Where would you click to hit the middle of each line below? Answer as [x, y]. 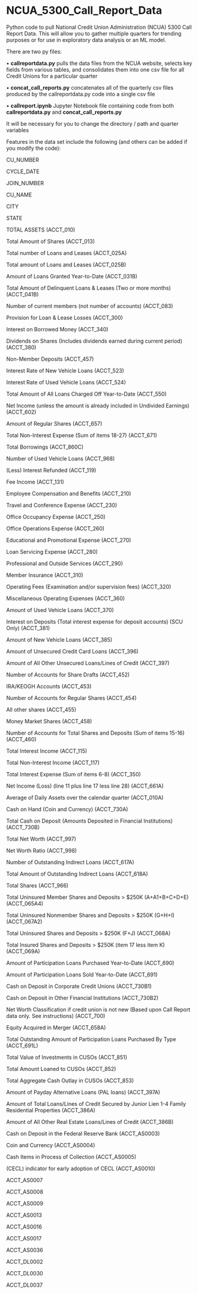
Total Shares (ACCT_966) [37, 885]
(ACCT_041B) [22, 294]
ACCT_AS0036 [25, 1250]
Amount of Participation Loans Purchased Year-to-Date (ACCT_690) [90, 963]
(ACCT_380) [21, 347]
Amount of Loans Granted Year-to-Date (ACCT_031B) [72, 276]
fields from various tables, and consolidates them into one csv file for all [95, 69]
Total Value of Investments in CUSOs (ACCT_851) [67, 1057]
